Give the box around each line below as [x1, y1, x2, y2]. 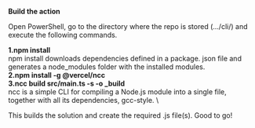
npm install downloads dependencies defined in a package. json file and [8, 54, 242, 63]
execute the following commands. [8, 31, 118, 39]
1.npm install [8, 46, 51, 54]
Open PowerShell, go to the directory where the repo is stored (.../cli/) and [8, 22, 248, 31]
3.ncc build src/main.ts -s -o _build [8, 79, 126, 88]
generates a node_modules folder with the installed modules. [8, 62, 206, 71]
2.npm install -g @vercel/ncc [8, 71, 106, 79]
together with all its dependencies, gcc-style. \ [8, 96, 159, 104]
